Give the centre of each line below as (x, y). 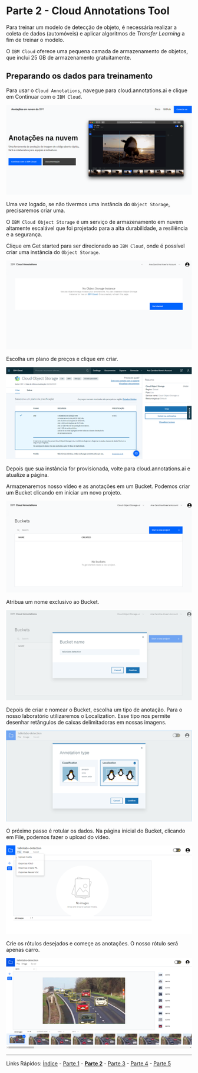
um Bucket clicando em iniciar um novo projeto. (64, 492)
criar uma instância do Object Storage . (53, 252)
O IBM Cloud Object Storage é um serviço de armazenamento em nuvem (95, 222)
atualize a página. (27, 474)
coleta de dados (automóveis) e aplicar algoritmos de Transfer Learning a (95, 33)
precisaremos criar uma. (36, 210)
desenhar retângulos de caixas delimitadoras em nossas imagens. (86, 723)
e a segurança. (24, 234)
